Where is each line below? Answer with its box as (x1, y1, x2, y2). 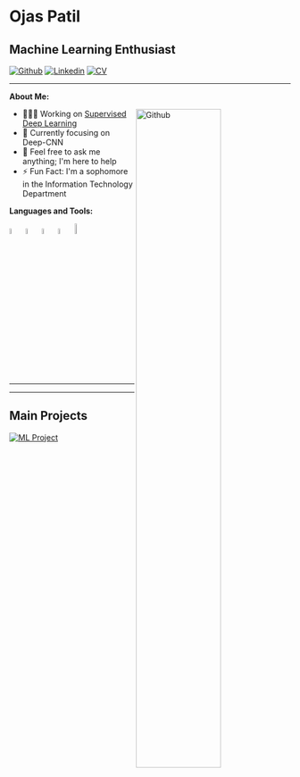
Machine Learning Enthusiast (9, 42, 176, 57)
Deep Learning (21, 118, 78, 129)
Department (21, 188, 67, 198)
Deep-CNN (21, 137, 64, 147)
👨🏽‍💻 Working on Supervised (21, 109, 127, 119)
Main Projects (9, 408, 87, 423)
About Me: (9, 91, 50, 102)
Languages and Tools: (9, 205, 94, 216)
